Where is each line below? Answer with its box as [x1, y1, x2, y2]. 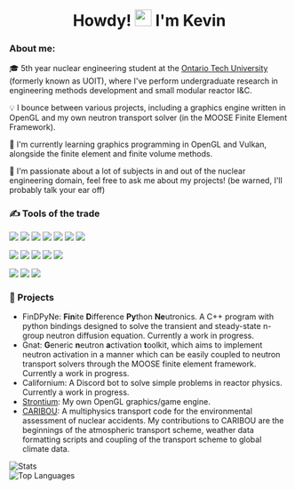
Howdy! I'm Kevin [72, 11, 227, 31]
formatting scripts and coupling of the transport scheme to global [21, 434, 262, 445]
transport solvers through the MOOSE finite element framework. [21, 358, 257, 369]
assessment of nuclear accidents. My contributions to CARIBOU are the [21, 415, 284, 426]
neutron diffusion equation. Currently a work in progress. [45, 330, 255, 341]
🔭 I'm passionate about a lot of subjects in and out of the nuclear [9, 165, 246, 177]
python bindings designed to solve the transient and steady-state [21, 321, 261, 332]
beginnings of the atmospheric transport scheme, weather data [21, 425, 255, 436]
